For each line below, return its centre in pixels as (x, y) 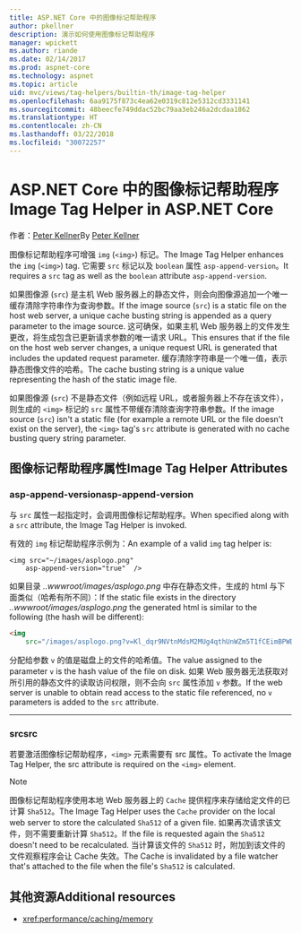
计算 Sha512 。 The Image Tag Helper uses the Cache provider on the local (142, 811)
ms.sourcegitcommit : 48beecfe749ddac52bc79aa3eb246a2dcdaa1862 (130, 109)
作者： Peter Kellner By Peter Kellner (74, 235)
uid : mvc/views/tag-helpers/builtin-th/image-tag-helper (118, 92)
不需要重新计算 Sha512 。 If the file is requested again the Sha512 (149, 834)
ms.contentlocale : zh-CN (56, 126)
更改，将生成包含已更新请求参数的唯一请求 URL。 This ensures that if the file (150, 337)
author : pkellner (42, 26)
